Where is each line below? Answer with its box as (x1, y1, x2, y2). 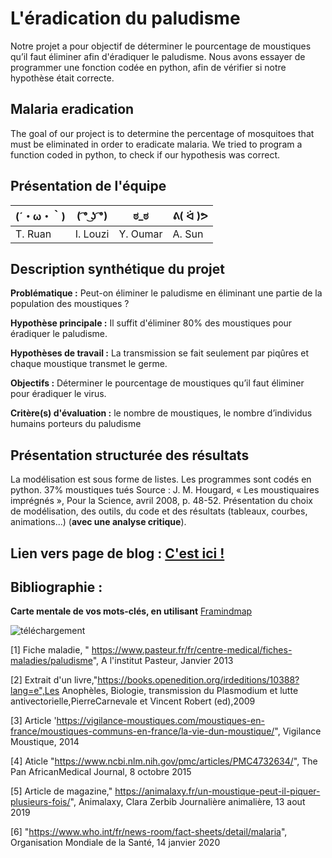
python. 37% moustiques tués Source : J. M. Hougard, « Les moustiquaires (10, 484, 320, 496)
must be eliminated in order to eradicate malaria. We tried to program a (10, 138, 303, 150)
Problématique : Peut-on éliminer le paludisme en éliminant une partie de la (10, 287, 323, 299)
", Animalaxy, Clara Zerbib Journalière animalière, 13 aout (69, 796, 306, 808)
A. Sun (172, 227, 204, 241)
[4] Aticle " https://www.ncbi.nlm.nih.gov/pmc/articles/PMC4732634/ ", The (10, 755, 318, 767)
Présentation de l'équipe (10, 178, 167, 195)
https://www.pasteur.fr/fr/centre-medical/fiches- (91, 644, 293, 656)
